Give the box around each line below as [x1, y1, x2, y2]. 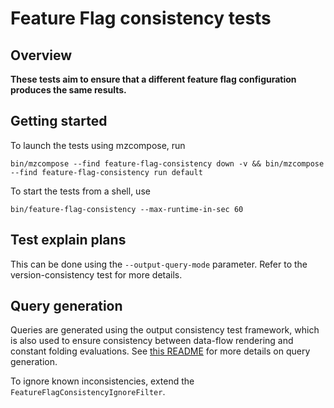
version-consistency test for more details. [10, 268, 183, 281]
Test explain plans [10, 232, 127, 249]
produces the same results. [10, 84, 127, 96]
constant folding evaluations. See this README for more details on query [10, 345, 311, 357]
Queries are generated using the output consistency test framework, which [10, 324, 320, 336]
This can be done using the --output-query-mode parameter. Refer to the [10, 258, 308, 270]
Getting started [10, 113, 108, 130]
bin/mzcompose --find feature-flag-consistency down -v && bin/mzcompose [10, 158, 325, 169]
